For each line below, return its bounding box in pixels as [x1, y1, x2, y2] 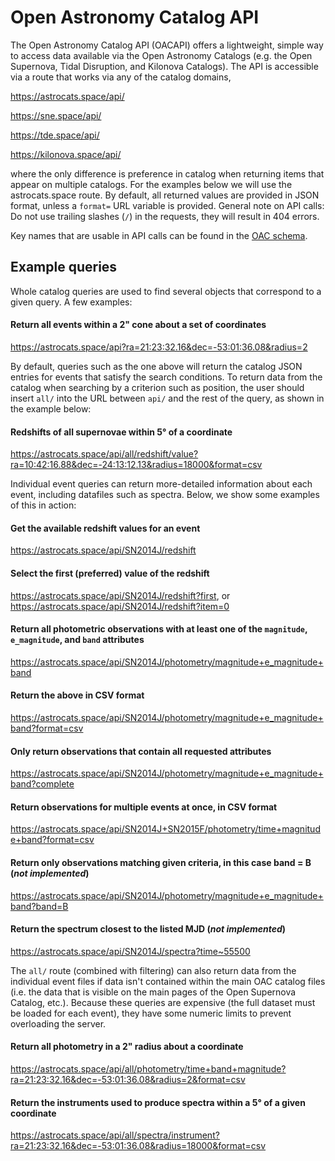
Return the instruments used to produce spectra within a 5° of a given [10, 1096, 306, 1108]
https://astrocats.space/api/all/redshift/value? [10, 448, 199, 460]
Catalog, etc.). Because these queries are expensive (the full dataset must [10, 996, 316, 1008]
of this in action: [10, 499, 77, 511]
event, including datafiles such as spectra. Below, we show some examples [10, 489, 320, 501]
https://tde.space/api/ [10, 129, 100, 141]
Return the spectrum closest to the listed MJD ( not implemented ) [10, 923, 287, 935]
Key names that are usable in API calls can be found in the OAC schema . [10, 229, 308, 241]
